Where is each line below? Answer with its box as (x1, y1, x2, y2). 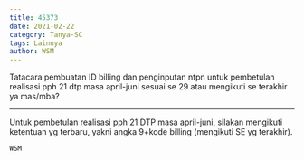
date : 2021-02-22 (9, 22, 75, 31)
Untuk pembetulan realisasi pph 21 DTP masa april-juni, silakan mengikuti (9, 117, 283, 127)
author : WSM (9, 47, 54, 56)
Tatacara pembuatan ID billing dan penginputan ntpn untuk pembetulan (9, 71, 275, 82)
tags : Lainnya (9, 38, 63, 48)
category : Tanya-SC (9, 30, 83, 39)
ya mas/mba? (9, 91, 61, 102)
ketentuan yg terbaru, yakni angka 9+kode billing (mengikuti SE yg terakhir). (9, 127, 293, 137)
